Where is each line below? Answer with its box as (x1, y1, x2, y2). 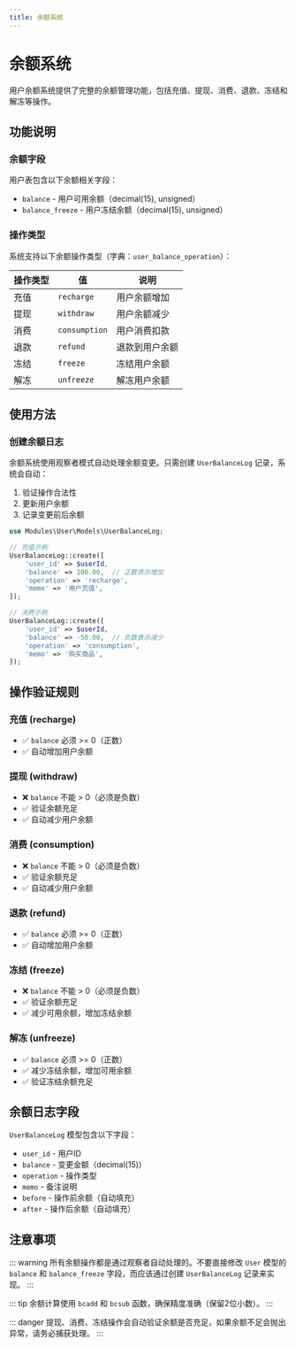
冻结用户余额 (116, 358, 171, 370)
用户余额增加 (116, 291, 171, 304)
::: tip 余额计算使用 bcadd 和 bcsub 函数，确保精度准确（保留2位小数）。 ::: (9, 1298, 274, 1309)
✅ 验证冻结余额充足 (21, 1076, 94, 1087)
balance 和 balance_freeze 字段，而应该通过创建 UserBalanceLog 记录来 (9, 1268, 268, 1279)
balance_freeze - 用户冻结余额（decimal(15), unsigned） (21, 204, 228, 215)
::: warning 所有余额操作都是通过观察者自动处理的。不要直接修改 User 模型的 (9, 1258, 287, 1268)
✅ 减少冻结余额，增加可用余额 (21, 1065, 133, 1075)
